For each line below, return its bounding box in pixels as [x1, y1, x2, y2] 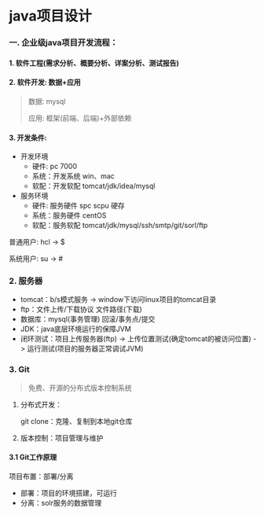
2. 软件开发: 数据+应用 [9, 78, 81, 87]
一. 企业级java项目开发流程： [9, 37, 119, 48]
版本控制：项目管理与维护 [20, 433, 104, 443]
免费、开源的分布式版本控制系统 [27, 383, 132, 392]
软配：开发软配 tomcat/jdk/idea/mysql [31, 182, 156, 191]
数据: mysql [27, 96, 66, 106]
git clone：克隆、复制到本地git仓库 [20, 416, 133, 425]
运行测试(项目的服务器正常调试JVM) [27, 344, 144, 354]
